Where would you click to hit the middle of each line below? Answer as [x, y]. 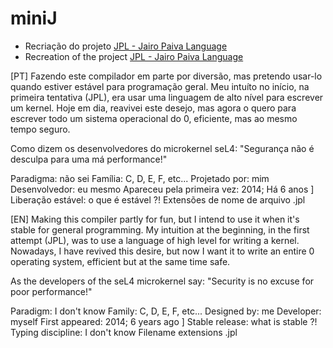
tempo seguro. [40, 129]
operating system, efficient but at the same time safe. [120, 261]
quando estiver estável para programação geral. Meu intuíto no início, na [160, 86]
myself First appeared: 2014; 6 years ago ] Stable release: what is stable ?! [164, 321]
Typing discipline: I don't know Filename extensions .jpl [124, 332]
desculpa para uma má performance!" [89, 159]
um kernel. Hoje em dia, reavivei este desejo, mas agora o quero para [153, 108]
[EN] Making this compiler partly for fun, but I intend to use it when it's [155, 219]
